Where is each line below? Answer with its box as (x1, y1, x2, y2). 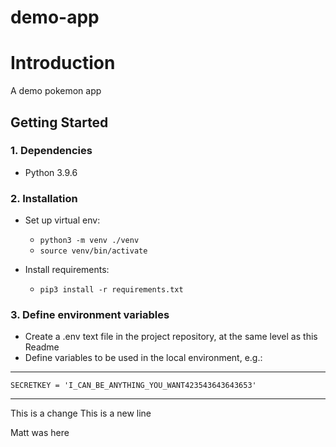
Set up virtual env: (24, 214, 101, 226)
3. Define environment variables (10, 308, 170, 322)
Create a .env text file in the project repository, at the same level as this (24, 331, 318, 343)
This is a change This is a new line (10, 407, 152, 420)
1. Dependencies (10, 144, 93, 158)
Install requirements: (24, 264, 110, 276)
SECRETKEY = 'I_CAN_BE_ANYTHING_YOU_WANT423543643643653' (10, 381, 257, 391)
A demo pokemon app (10, 85, 102, 97)
